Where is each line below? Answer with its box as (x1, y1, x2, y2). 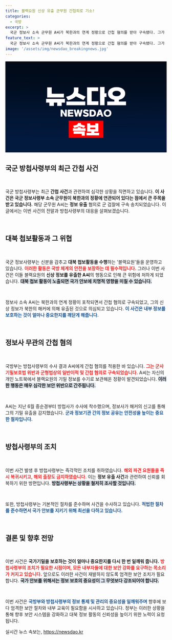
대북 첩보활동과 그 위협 (5, 234, 73, 243)
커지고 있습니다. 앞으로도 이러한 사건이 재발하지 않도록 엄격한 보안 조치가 (10, 571, 155, 577)
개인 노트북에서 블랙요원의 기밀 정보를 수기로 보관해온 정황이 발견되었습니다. (5, 376, 157, 382)
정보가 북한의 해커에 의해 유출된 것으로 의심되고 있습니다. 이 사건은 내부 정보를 (10, 305, 166, 311)
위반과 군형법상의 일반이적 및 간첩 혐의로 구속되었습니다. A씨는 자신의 (27, 369, 165, 376)
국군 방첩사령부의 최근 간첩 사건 (5, 164, 99, 172)
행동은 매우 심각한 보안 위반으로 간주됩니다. (10, 382, 96, 388)
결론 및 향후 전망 (5, 534, 54, 542)
